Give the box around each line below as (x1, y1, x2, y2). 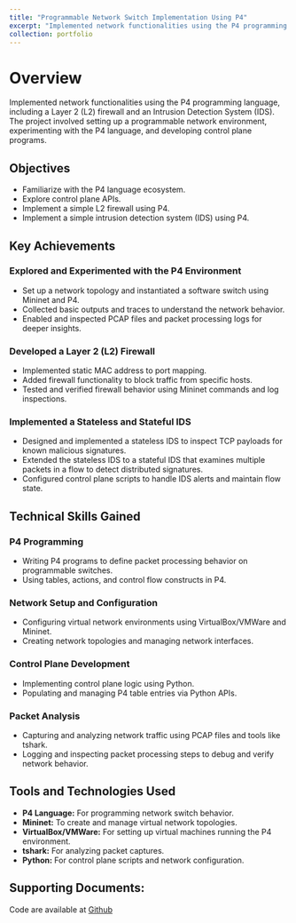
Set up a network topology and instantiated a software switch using (21, 285, 269, 296)
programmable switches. (21, 565, 113, 576)
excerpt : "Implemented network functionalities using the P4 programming (9, 21, 288, 30)
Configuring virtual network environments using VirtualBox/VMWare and (21, 617, 286, 627)
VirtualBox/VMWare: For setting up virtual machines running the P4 (21, 826, 272, 837)
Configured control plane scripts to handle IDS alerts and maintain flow (21, 473, 281, 484)
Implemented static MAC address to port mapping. (21, 365, 206, 376)
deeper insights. (21, 322, 82, 333)
